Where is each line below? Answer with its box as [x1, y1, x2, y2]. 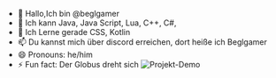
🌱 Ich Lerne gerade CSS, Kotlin [17, 27, 131, 37]
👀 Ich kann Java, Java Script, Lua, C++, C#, [17, 18, 177, 28]
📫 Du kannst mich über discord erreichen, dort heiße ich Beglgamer [17, 37, 268, 47]
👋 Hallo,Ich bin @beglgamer [17, 9, 119, 18]
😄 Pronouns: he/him [17, 49, 93, 60]
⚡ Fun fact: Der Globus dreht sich [17, 60, 139, 69]
